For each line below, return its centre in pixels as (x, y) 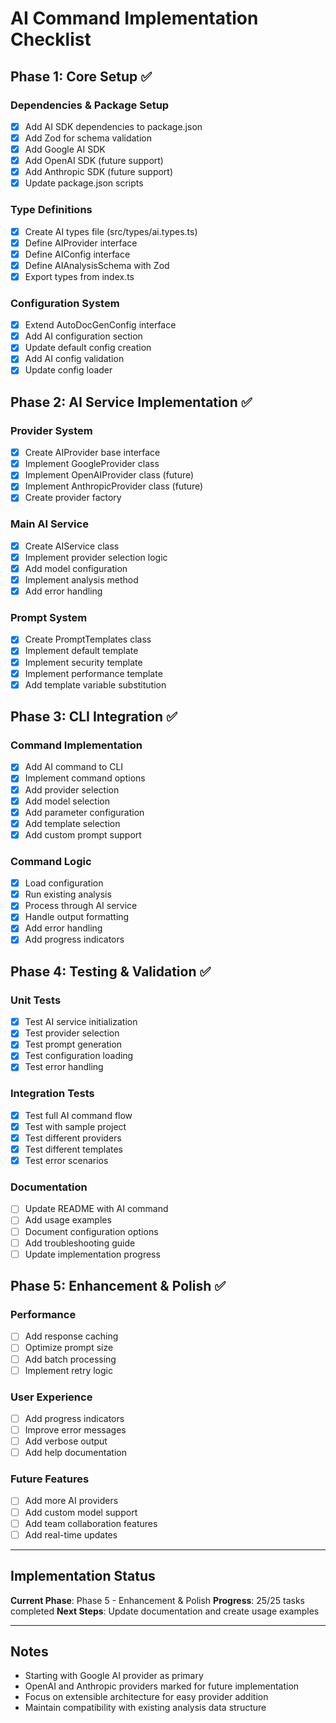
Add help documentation (75, 1453)
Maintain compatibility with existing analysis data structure (145, 1708)
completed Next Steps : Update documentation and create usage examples (165, 1611)
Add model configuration (76, 568)
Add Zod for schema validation (88, 138)
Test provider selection (72, 1033)
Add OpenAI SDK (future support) (94, 161)
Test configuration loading (79, 1056)
